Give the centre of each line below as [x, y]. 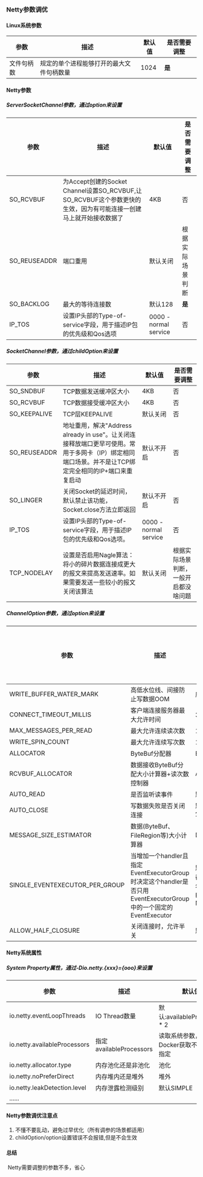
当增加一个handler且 [159, 856]
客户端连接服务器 [155, 710]
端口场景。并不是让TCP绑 [99, 462]
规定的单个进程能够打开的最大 [82, 64]
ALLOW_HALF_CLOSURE [45, 930]
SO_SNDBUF [27, 391]
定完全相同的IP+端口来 [95, 471]
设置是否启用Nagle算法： [98, 555]
